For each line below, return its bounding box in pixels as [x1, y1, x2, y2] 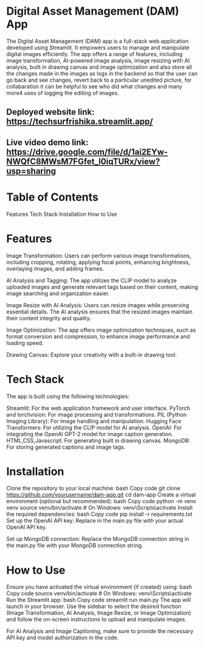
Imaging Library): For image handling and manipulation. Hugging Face [6, 417, 181, 424]
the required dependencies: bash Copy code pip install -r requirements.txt [6, 510, 193, 518]
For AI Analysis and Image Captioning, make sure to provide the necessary [6, 627, 194, 635]
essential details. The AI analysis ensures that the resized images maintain [6, 308, 193, 315]
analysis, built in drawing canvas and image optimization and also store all [6, 63, 192, 71]
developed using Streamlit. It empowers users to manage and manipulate [6, 44, 190, 51]
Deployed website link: [6, 107, 95, 117]
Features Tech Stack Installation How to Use [6, 210, 118, 218]
